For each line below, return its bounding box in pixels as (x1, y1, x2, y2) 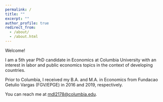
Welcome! (5, 47, 25, 53)
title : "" (5, 12, 25, 17)
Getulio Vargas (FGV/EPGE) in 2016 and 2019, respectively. (5, 82, 123, 87)
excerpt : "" (5, 16, 29, 21)
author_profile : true (5, 20, 49, 26)
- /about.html (9, 34, 38, 39)
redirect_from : (5, 25, 36, 30)
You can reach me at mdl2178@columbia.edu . (5, 91, 98, 97)
